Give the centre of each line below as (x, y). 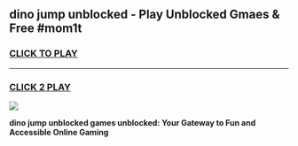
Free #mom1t (46, 29)
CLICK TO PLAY (43, 54)
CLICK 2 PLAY (40, 87)
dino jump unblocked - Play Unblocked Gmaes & (145, 15)
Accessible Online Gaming (59, 132)
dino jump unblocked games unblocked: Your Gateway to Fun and (133, 122)
